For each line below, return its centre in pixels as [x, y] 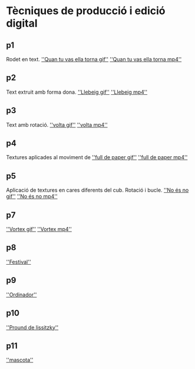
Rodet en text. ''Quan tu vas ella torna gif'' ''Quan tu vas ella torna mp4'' [94, 59]
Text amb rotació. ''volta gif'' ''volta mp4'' [57, 124]
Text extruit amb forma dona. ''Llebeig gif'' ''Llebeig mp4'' [77, 92]
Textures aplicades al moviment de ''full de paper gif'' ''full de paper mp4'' [97, 157]
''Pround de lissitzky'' [32, 327]
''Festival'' [19, 262]
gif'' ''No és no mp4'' [32, 196]
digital [22, 23]
